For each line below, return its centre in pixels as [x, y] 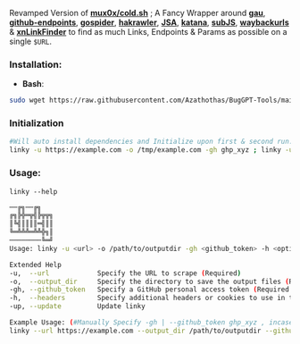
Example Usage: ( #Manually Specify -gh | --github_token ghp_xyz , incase [151, 323]
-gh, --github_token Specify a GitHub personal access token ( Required [150, 289]
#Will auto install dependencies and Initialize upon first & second [142, 142]
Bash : [33, 84]
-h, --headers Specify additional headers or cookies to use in [147, 298]
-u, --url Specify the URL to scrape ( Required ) [125, 273]
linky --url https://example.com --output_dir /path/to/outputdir [135, 331]
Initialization [37, 123]
